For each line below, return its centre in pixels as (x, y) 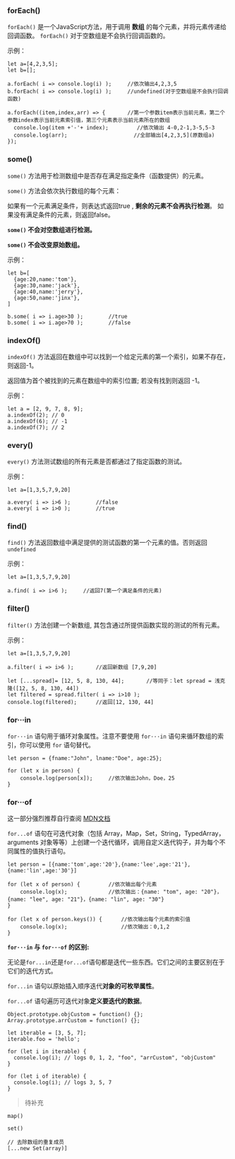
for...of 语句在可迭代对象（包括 (55, 834)
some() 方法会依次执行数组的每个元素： (64, 190)
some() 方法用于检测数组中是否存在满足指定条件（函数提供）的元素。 (107, 175)
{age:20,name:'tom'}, (46, 279)
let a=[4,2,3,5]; (33, 64)
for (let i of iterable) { (47, 1077)
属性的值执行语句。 (41, 851)
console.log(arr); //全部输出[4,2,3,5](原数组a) (114, 135)
